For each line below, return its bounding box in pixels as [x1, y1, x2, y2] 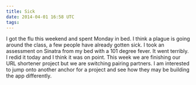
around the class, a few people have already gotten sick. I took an [6, 41, 165, 48]
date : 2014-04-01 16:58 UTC [6, 14, 75, 20]
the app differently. [6, 72, 52, 79]
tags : [6, 19, 19, 25]
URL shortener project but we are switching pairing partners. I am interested [6, 60, 190, 67]
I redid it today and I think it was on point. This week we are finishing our [6, 54, 181, 61]
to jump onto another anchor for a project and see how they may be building [6, 66, 190, 73]
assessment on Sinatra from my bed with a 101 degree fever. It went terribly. [6, 48, 189, 55]
